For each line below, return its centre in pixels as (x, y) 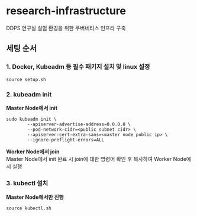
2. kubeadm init (29, 94)
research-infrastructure (66, 11)
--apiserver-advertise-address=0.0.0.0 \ (79, 124)
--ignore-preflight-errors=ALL (66, 140)
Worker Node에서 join (33, 151)
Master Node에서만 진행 (35, 197)
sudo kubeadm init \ (32, 119)
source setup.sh (26, 79)
